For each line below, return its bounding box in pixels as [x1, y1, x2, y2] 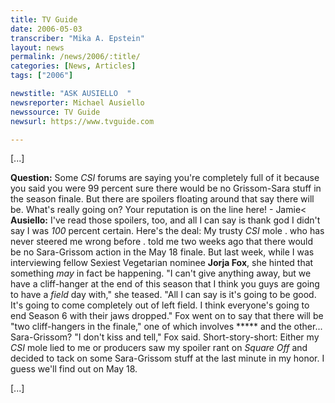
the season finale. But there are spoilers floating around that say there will [10, 193, 315, 205]
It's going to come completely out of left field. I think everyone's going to [10, 299, 310, 311]
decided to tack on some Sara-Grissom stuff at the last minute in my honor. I [10, 352, 325, 365]
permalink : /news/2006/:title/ [10, 52, 141, 62]
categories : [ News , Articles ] [10, 61, 137, 71]
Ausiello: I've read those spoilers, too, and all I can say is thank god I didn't [10, 214, 321, 226]
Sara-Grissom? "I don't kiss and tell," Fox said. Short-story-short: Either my [10, 331, 320, 343]
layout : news [10, 42, 65, 53]
